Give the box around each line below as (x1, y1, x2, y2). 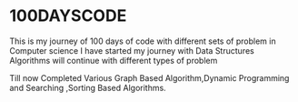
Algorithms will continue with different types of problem (9, 55, 218, 66)
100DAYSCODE (9, 5, 127, 26)
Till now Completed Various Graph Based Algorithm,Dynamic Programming (9, 72, 290, 83)
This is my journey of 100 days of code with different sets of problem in (9, 36, 276, 46)
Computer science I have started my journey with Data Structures (9, 45, 254, 56)
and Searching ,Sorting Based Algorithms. (9, 82, 166, 93)
